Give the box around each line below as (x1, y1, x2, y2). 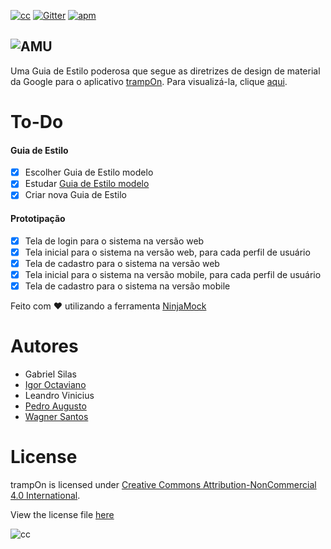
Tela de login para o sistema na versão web (24, 235, 205, 247)
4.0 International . (10, 489, 81, 501)
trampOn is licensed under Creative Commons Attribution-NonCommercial (10, 478, 317, 490)
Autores (10, 335, 79, 358)
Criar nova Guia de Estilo (24, 189, 128, 201)
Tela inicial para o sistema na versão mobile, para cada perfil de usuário (24, 268, 322, 280)
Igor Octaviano (24, 378, 87, 390)
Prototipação (10, 212, 66, 224)
